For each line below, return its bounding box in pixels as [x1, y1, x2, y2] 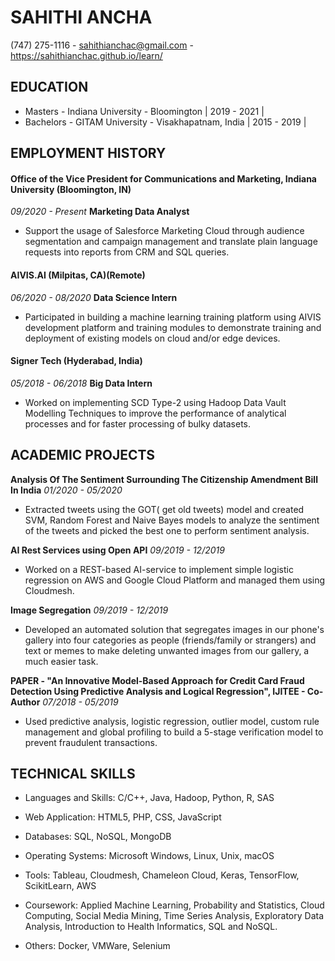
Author [10, 696, 41, 708]
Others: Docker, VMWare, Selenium [24, 940, 171, 952]
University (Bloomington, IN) [10, 183, 132, 195]
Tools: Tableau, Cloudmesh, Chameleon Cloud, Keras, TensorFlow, [24, 869, 300, 881]
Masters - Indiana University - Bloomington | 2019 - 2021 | [24, 105, 265, 117]
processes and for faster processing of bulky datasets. [24, 417, 252, 430]
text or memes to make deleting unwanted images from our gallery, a [24, 644, 310, 656]
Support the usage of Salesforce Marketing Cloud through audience [24, 225, 305, 237]
